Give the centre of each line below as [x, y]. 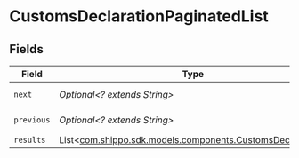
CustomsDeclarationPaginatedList [139, 16]
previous [32, 120]
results [30, 140]
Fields [27, 49]
